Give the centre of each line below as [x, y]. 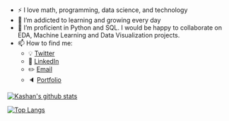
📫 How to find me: [45, 43]
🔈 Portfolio [45, 80]
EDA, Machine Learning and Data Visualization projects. [99, 35]
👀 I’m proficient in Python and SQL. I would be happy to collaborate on [120, 28]
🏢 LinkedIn [43, 61]
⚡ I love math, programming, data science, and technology [102, 10]
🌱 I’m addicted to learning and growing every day [89, 20]
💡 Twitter [41, 53]
